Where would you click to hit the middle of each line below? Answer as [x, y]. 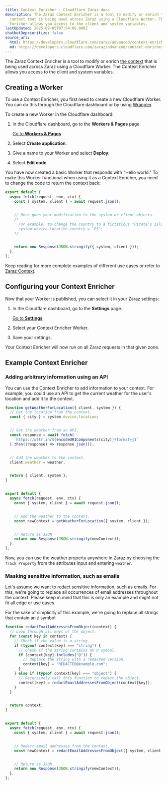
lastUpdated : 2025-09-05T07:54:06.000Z [46, 28]
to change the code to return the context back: [53, 183]
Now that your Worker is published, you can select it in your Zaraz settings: [82, 299]
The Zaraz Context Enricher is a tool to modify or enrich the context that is [81, 61]
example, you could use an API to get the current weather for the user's [78, 393]
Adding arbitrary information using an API [57, 377]
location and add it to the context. [40, 398]
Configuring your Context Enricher [60, 287]
